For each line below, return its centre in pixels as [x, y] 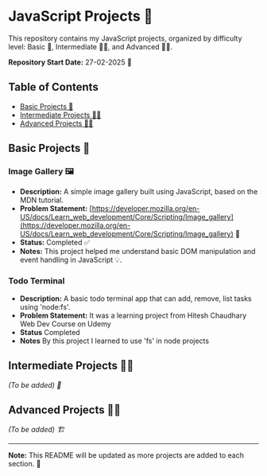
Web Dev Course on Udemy [65, 324]
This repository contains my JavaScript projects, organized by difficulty [125, 38]
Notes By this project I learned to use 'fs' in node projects [114, 341]
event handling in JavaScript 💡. [71, 260]
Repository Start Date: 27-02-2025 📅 [70, 62]
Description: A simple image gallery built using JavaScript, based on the [139, 192]
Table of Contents [54, 87]
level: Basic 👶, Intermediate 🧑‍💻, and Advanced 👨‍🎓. [91, 46]
